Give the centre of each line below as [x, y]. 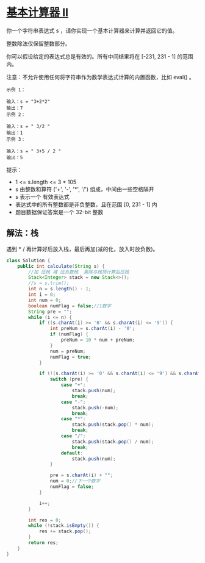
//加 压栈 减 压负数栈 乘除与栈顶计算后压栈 [79, 272]
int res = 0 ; [45, 520]
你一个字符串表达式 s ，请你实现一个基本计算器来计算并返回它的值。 [92, 30]
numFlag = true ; [70, 357]
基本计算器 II [38, 13]
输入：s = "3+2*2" [28, 101]
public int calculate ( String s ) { [61, 266]
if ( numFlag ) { [69, 334]
